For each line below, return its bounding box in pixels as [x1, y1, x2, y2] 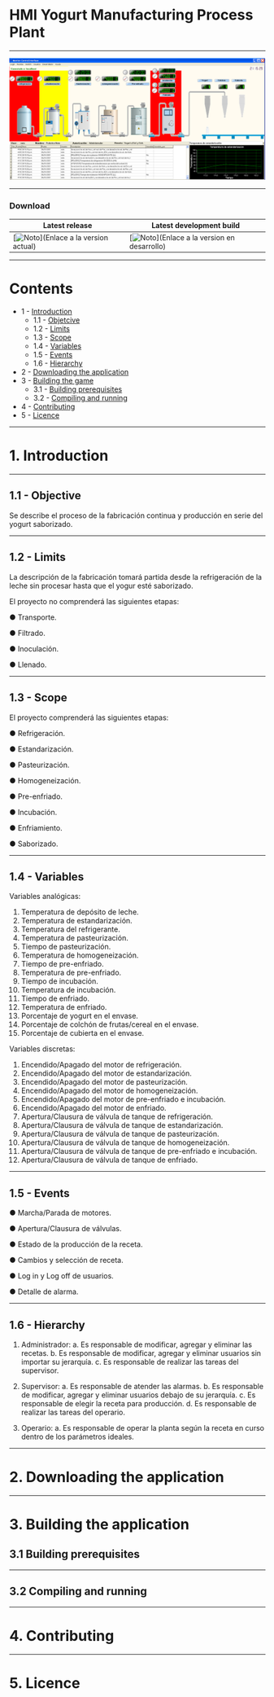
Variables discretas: [9, 1044, 76, 1054]
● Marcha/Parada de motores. [9, 1208, 112, 1218]
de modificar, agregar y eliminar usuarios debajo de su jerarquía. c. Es [20, 1390, 256, 1400]
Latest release [42, 221, 93, 230]
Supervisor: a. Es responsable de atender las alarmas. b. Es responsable [20, 1381, 263, 1391]
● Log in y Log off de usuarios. [9, 1271, 115, 1281]
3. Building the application [9, 1515, 189, 1534]
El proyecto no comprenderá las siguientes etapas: [9, 596, 180, 606]
